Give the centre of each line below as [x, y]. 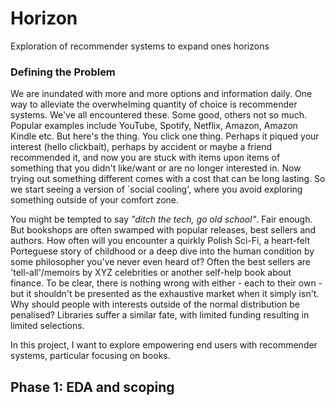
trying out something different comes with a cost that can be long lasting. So [168, 179]
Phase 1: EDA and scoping [92, 387]
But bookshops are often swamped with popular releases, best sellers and [163, 230]
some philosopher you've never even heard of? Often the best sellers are [160, 262]
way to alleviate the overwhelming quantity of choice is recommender [154, 104]
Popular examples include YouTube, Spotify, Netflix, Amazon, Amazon [154, 126]
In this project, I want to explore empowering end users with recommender [164, 345]
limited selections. [47, 326]
